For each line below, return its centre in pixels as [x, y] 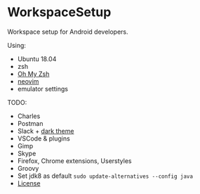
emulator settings [43, 89]
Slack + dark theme [46, 131]
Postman [30, 123]
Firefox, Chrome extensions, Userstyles [74, 161]
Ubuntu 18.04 [37, 59]
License [29, 183]
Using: [17, 45]
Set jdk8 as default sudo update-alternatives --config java [105, 176]
